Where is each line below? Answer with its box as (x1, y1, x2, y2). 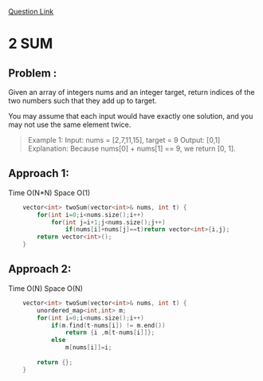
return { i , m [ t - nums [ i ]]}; (65, 328, 155, 337)
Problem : (8, 66, 57, 80)
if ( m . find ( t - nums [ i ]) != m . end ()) (50, 321, 166, 329)
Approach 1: (8, 167, 69, 180)
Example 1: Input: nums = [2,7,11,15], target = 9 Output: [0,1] (27, 136, 221, 144)
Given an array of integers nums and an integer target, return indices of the (8, 88, 255, 96)
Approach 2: (8, 262, 72, 276)
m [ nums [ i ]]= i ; (65, 344, 112, 352)
